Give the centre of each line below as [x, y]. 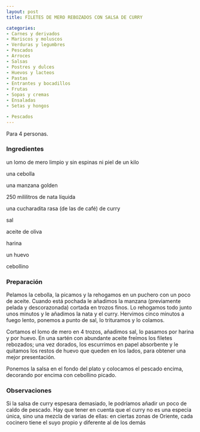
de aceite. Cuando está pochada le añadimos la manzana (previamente [93, 301]
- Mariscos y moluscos [34, 39]
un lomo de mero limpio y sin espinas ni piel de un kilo [73, 162]
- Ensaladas [21, 100]
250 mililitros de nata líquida [41, 197]
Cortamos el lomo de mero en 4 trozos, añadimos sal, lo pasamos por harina [100, 332]
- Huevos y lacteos [30, 72]
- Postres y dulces [30, 67]
